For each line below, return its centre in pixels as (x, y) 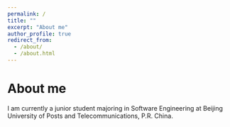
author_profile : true (39, 34)
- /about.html (34, 54)
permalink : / (27, 14)
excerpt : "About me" (38, 27)
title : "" (22, 21)
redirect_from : (30, 40)
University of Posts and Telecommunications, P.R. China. (91, 116)
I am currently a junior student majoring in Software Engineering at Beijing (115, 108)
